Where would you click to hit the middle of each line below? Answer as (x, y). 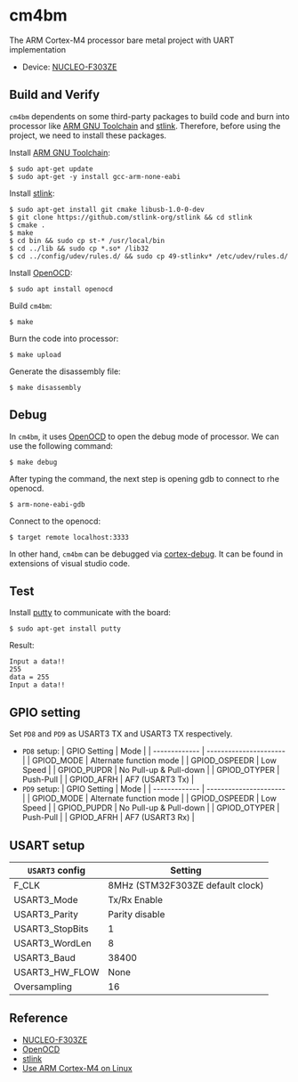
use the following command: (61, 445)
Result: (22, 646)
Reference (39, 1018)
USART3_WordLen (52, 943)
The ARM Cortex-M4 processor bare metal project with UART (122, 40)
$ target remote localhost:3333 (69, 537)
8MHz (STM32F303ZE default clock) (186, 885)
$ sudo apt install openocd (61, 289)
